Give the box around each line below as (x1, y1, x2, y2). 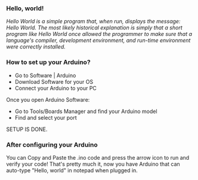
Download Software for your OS (14, 78, 94, 85)
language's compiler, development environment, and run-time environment (6, 37, 191, 44)
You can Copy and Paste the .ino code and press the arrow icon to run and (6, 154, 190, 161)
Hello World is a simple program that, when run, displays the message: (6, 18, 181, 25)
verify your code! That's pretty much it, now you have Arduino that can (6, 160, 180, 167)
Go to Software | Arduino (14, 72, 76, 79)
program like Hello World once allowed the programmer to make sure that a (6, 30, 193, 38)
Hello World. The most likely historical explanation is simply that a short (6, 24, 183, 31)
